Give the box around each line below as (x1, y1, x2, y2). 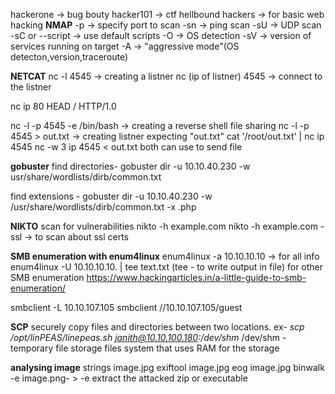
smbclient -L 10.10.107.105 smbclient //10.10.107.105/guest (10, 302, 243, 313)
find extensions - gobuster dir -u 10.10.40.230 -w (10, 190, 213, 202)
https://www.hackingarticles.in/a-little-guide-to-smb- (86, 272, 307, 283)
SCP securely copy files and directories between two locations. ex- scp (10, 321, 305, 333)
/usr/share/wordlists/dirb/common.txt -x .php (10, 201, 197, 213)
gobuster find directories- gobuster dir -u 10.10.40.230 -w (10, 160, 251, 172)
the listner (10, 81, 52, 93)
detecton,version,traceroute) (10, 51, 129, 63)
